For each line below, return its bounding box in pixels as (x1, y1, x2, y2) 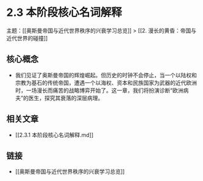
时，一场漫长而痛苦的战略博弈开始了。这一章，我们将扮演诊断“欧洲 (15, 87, 183, 94)
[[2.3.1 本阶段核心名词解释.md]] (15, 131, 94, 138)
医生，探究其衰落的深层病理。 (28, 94, 104, 101)
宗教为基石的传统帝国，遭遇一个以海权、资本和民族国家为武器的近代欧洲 (15, 79, 197, 86)
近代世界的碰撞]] (6, 34, 48, 41)
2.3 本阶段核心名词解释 (6, 5, 123, 20)
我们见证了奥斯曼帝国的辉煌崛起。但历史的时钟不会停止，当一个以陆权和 (15, 71, 197, 79)
